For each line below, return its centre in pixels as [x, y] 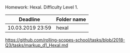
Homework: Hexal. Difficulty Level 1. [42, 7]
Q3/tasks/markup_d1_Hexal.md [37, 45]
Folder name [71, 19]
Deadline [30, 19]
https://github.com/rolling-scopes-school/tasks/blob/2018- [65, 40]
